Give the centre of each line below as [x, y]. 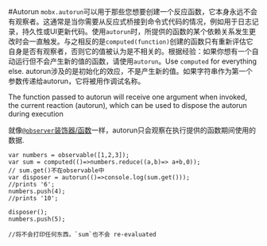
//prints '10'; [33, 198]
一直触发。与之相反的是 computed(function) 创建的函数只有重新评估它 [141, 41]
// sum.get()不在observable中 [56, 171]
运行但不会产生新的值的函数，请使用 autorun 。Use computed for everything [135, 61]
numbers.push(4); [37, 191]
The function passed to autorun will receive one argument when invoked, [128, 97]
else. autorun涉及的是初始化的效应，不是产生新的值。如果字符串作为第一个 [130, 71]
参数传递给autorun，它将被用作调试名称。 [77, 81]
